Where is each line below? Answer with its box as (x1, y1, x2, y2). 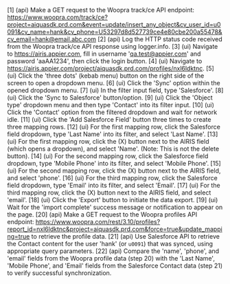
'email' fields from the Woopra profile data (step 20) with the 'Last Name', (7, 254, 215, 262)
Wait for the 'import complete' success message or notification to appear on (7, 203, 223, 211)
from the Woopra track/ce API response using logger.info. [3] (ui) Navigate (7, 43, 218, 50)
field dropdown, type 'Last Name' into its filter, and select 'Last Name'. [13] (7, 130, 218, 138)
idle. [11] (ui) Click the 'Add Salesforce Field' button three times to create (7, 116, 211, 123)
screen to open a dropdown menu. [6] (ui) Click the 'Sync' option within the (7, 79, 221, 87)
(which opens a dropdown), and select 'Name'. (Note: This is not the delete (7, 144, 220, 153)
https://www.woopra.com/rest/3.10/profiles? (35, 218, 161, 226)
